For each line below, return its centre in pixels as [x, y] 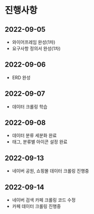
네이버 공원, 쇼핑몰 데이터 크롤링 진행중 [51, 171]
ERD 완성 [21, 77]
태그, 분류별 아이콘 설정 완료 [40, 142]
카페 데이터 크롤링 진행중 [36, 206]
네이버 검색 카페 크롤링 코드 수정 [44, 200]
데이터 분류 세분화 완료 [34, 136]
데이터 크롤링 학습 [30, 106]
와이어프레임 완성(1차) [34, 42]
